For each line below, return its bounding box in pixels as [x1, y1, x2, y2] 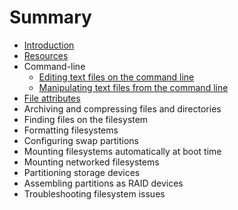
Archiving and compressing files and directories [23, 102, 222, 115]
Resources [23, 49, 69, 61]
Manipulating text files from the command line [38, 81, 229, 93]
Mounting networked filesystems [23, 156, 160, 168]
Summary [9, 6, 92, 29]
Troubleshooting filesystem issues [23, 187, 166, 200]
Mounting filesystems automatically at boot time [23, 145, 222, 157]
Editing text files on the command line [38, 71, 195, 83]
